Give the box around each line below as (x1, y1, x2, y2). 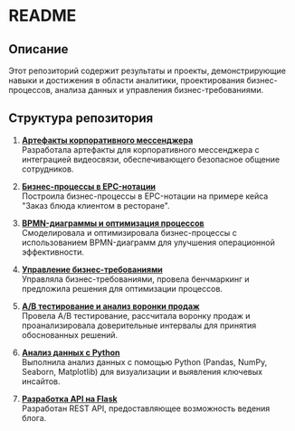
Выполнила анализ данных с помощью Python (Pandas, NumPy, (21, 356, 268, 367)
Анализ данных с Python (21, 347, 120, 358)
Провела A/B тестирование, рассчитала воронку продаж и (21, 310, 251, 321)
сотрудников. (21, 164, 74, 174)
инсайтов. (21, 376, 61, 387)
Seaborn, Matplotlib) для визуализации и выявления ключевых (21, 366, 263, 377)
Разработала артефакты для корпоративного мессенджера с (21, 144, 260, 155)
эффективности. (21, 246, 85, 258)
